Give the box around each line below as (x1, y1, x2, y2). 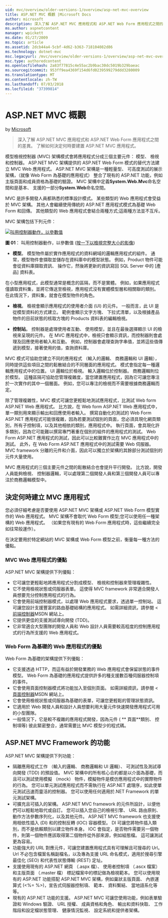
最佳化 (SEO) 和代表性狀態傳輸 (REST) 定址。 (12, 857, 105, 863)
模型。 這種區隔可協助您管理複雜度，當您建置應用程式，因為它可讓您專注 (9, 374, 160, 380)
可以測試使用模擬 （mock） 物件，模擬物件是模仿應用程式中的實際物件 (16, 776, 162, 782)
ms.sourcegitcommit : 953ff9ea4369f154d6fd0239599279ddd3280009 (5, 68, 140, 73)
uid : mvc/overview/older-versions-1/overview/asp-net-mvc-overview (5, 7, 149, 13)
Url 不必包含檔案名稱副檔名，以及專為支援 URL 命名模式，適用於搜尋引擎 (12, 851, 162, 857)
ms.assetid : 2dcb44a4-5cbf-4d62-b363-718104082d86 (5, 45, 113, 50)
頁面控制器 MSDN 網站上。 (12, 691, 67, 697)
